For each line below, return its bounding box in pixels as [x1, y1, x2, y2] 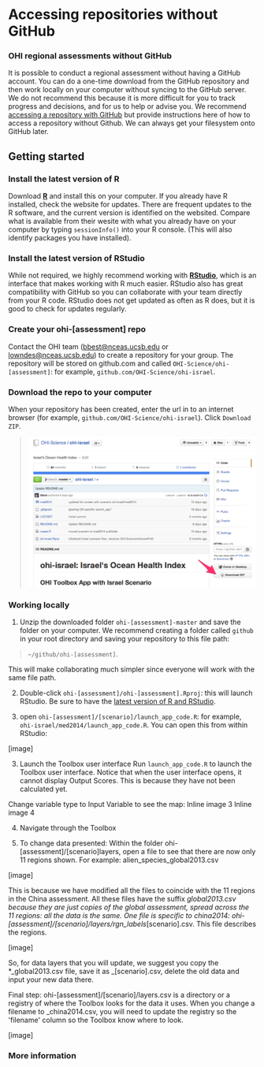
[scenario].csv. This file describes [146, 920, 257, 929]
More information [8, 1050, 76, 1061]
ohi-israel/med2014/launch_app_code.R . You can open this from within [19, 720, 248, 730]
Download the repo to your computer [8, 386, 152, 397]
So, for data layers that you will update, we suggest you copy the [8, 958, 219, 968]
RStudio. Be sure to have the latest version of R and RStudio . [19, 697, 216, 706]
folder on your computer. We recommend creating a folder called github [19, 626, 254, 635]
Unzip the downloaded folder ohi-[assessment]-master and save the [19, 617, 242, 627]
